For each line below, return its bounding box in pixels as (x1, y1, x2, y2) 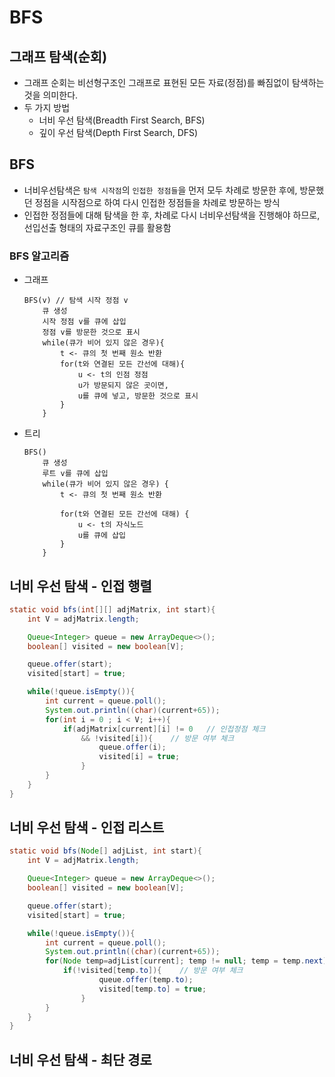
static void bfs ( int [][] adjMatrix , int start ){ (9, 604, 216, 615)
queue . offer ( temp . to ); (98, 975, 194, 985)
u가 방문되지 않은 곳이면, (77, 381, 169, 391)
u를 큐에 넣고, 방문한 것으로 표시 (77, 391, 199, 401)
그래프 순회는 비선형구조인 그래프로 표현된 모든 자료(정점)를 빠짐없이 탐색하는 (23, 77, 325, 88)
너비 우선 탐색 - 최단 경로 (9, 1051, 152, 1068)
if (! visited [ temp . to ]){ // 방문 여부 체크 (62, 966, 244, 976)
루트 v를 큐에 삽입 (42, 469, 109, 479)
